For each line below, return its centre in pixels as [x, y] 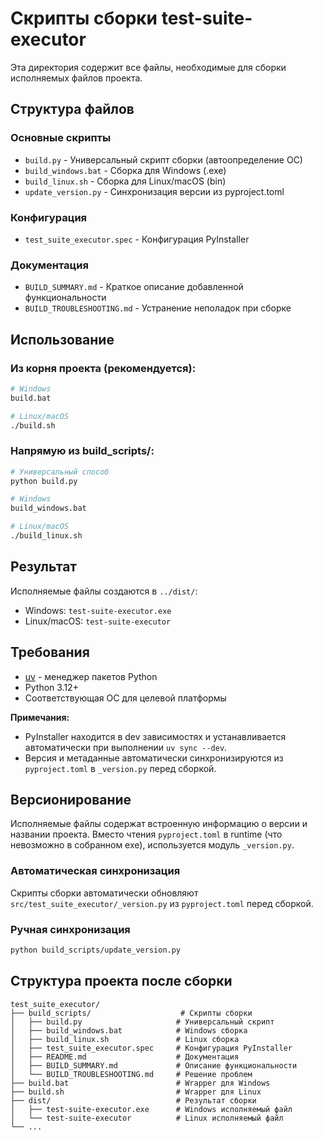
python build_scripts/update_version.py [96, 950]
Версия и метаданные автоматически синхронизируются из [154, 758]
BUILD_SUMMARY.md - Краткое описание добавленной [134, 287]
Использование [62, 339]
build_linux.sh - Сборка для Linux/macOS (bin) [125, 181]
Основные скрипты [61, 138]
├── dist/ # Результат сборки [133, 1100]
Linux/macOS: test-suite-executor [98, 621]
